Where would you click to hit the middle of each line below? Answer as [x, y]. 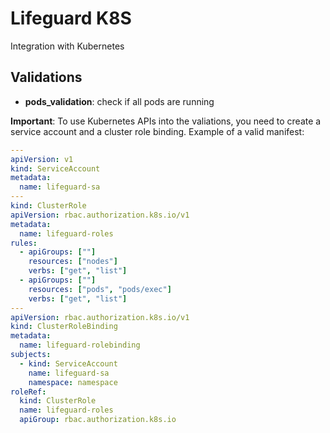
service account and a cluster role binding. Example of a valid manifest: [157, 131]
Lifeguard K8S [71, 18]
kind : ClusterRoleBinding [64, 327]
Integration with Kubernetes [67, 46]
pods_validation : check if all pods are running [119, 101]
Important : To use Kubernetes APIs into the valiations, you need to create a [166, 121]
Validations [46, 77]
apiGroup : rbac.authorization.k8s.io [98, 420]
